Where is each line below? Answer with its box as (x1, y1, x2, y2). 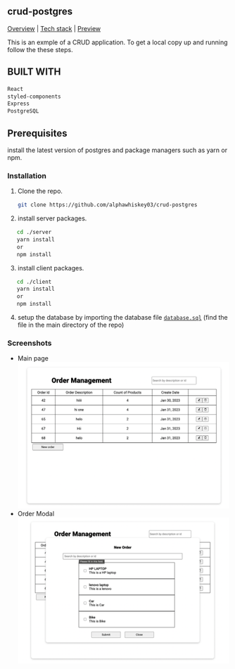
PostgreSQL (7, 108, 39, 115)
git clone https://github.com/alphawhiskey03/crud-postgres (17, 201, 198, 208)
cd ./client (16, 278, 52, 285)
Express (7, 100, 30, 108)
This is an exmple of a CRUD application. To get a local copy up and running (7, 38, 228, 46)
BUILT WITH (7, 66, 61, 78)
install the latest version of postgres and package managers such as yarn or (7, 146, 227, 154)
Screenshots (7, 338, 52, 348)
